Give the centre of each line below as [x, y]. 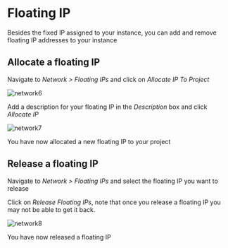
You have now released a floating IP [59, 237]
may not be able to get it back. [51, 209]
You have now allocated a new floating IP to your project [89, 141]
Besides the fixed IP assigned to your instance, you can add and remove [112, 33]
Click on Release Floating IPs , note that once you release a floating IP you [114, 202]
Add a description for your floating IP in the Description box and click [107, 107]
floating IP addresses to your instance [62, 40]
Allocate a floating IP [54, 63]
